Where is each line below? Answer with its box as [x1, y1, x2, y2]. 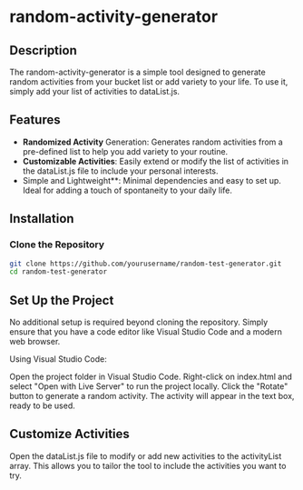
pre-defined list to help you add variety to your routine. [22, 145, 229, 156]
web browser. [9, 336, 61, 347]
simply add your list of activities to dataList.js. [9, 86, 180, 96]
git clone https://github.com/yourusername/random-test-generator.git [9, 259, 282, 268]
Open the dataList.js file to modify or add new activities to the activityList [9, 450, 282, 461]
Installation [9, 211, 74, 226]
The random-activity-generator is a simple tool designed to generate [9, 66, 266, 77]
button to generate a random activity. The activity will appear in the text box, [9, 391, 295, 402]
